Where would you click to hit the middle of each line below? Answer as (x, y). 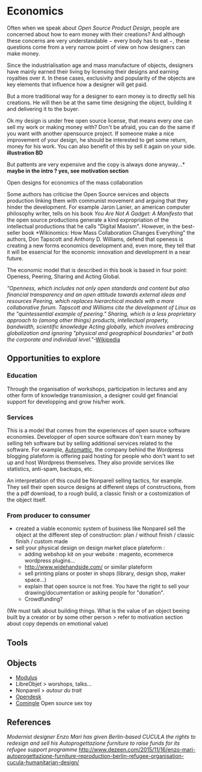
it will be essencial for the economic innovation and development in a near (99, 252)
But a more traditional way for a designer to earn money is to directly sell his (101, 96)
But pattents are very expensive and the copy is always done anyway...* (96, 164)
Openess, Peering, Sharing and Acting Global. (64, 276)
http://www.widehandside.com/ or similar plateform (88, 567)
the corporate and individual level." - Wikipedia (64, 339)
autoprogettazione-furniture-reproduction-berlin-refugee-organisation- (96, 756)
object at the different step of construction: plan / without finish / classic (105, 535)
